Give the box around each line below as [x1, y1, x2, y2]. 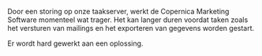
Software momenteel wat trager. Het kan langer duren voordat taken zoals [7, 15, 249, 24]
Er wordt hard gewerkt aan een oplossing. [7, 39, 144, 48]
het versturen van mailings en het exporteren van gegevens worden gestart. [7, 24, 255, 32]
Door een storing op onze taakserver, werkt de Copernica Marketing [7, 7, 230, 16]
